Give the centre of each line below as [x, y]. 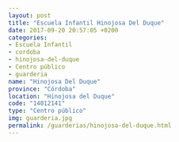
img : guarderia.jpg [40, 118]
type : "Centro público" [48, 111]
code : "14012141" [37, 103]
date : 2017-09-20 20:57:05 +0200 [63, 30]
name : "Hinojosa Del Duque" [55, 81]
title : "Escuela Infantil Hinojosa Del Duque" [86, 23]
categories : [28, 37]
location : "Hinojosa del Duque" [61, 96]
